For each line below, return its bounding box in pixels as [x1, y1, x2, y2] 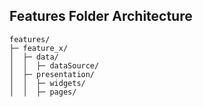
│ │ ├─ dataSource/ [9, 60, 100, 71]
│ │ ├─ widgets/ [9, 78, 86, 88]
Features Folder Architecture [9, 8, 193, 25]
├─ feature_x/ [9, 43, 69, 53]
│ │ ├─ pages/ [9, 87, 77, 97]
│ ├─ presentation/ [9, 69, 96, 79]
